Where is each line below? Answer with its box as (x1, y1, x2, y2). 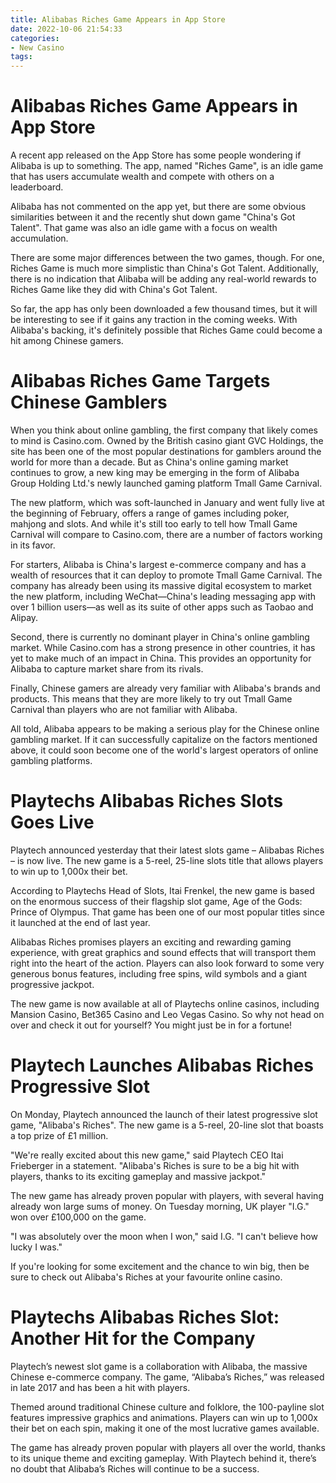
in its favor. (10, 539, 56, 551)
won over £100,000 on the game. (10, 1211, 147, 1223)
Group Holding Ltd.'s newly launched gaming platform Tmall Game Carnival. (10, 477, 323, 489)
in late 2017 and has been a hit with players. (10, 1381, 191, 1393)
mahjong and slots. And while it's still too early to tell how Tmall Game (10, 518, 298, 530)
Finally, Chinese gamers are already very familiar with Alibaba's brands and (10, 682, 321, 694)
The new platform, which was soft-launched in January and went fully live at (10, 497, 325, 508)
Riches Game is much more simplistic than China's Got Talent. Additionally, (10, 262, 319, 275)
